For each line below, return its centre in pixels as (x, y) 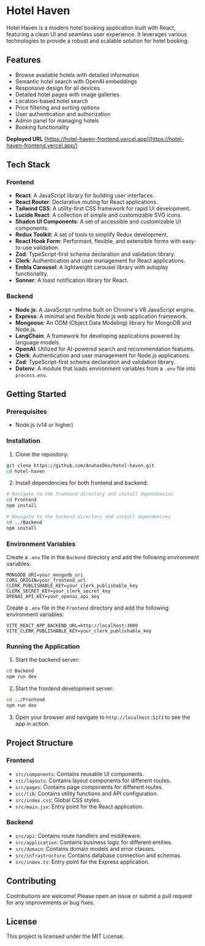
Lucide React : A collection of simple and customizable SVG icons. (99, 215)
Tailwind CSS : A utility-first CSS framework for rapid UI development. (103, 209)
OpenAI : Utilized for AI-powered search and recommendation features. (105, 349)
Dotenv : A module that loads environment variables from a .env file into (105, 368)
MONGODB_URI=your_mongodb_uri (45, 575)
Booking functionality (42, 127)
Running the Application (43, 646)
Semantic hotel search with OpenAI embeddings (76, 81)
